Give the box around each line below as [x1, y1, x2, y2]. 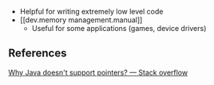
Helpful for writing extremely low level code [19, 7, 164, 16]
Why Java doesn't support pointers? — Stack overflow [8, 68, 188, 77]
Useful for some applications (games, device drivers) [31, 24, 207, 33]
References [8, 47, 67, 60]
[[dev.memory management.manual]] [19, 15, 143, 25]
